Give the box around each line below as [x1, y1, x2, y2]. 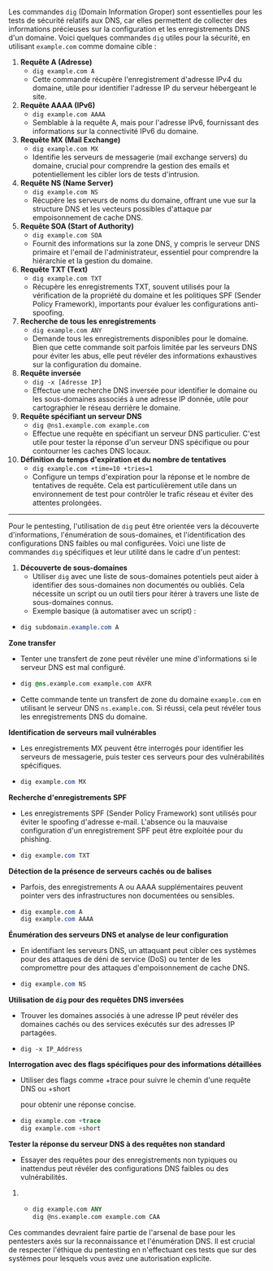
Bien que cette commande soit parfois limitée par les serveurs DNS [32, 342, 258, 352]
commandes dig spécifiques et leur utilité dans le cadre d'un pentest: [8, 547, 241, 556]
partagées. [19, 1028, 57, 1038]
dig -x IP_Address [19, 1045, 83, 1054]
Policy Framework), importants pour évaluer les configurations [32, 299, 242, 308]
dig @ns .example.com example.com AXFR [19, 679, 152, 688]
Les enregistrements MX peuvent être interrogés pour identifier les [19, 743, 244, 753]
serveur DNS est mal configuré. [19, 662, 126, 672]
